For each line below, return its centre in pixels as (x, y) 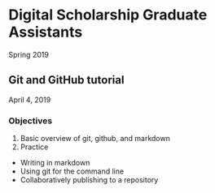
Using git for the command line (72, 171)
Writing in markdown (55, 163)
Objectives (31, 121)
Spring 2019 (29, 54)
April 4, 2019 (30, 100)
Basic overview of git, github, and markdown (95, 139)
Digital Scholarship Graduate (108, 15)
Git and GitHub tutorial (66, 80)
